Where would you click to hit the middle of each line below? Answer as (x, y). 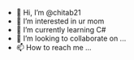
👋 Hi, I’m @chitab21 (48, 13)
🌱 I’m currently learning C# (61, 30)
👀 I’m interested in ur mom (60, 21)
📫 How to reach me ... (54, 47)
